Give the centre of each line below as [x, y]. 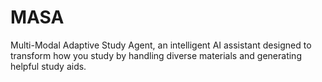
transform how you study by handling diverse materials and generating [156, 55]
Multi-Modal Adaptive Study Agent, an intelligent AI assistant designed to [161, 45]
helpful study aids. [48, 66]
